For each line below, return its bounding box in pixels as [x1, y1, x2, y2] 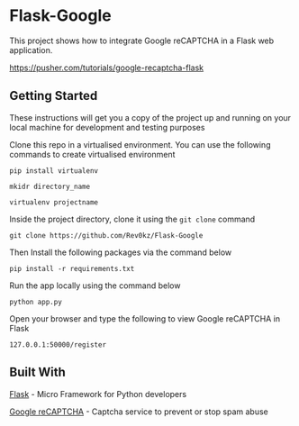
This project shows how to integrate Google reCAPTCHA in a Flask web [9, 35, 275, 46]
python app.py [9, 297, 63, 306]
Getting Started [9, 88, 98, 104]
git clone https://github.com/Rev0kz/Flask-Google [9, 231, 204, 240]
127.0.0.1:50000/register [9, 340, 106, 349]
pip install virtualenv [9, 166, 99, 176]
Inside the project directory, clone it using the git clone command [9, 213, 256, 224]
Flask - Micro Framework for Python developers [9, 388, 187, 399]
